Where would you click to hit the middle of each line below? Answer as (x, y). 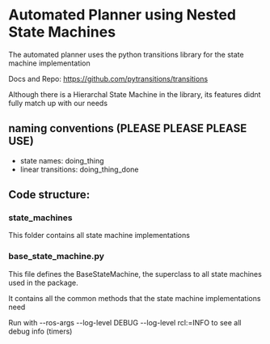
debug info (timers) (40, 331)
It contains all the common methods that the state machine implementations (135, 298)
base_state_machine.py (57, 257)
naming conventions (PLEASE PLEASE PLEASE (128, 128)
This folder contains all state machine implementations (99, 236)
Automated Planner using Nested (122, 15)
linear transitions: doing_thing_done (79, 169)
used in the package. (43, 282)
